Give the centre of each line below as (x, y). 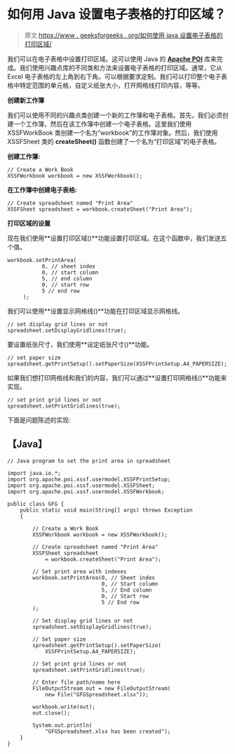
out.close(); (52, 713)
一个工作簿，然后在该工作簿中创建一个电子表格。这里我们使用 (102, 124)
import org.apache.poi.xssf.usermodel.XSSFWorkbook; (86, 492)
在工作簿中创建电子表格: (42, 190)
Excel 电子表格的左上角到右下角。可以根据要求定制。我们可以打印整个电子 (114, 76)
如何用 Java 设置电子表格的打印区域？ (117, 14)
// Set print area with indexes (80, 571)
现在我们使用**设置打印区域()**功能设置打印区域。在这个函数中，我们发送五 (117, 238)
